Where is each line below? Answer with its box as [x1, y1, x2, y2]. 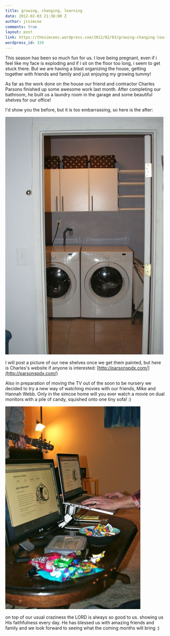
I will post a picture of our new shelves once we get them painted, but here [5, 359, 161, 365]
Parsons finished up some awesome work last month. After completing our [5, 86, 161, 92]
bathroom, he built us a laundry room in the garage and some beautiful [5, 91, 153, 97]
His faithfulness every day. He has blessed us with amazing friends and [5, 619, 154, 625]
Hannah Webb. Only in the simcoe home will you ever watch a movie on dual [5, 391, 165, 397]
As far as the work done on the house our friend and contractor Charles [5, 81, 155, 87]
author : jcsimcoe [5, 19, 42, 24]
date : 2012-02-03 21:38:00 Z [5, 13, 67, 19]
